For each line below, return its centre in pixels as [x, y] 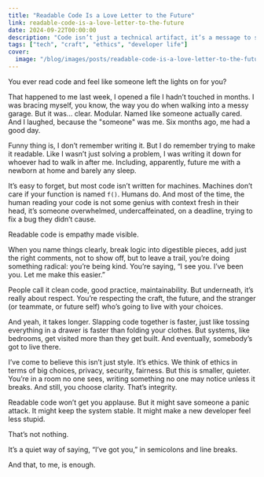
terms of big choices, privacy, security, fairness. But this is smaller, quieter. [130, 370]
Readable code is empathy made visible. [73, 234]
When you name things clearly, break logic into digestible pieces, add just [128, 249]
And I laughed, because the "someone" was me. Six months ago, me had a [129, 122]
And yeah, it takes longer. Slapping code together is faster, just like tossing [129, 321]
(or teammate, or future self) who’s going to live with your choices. [116, 306]
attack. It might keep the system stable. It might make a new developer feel [130, 410]
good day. [24, 130]
